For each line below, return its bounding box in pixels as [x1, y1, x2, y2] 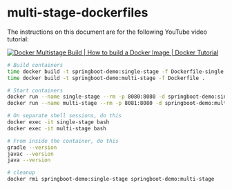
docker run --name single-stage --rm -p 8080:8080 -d [7, 93, 166, 101]
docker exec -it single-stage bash [7, 119, 110, 126]
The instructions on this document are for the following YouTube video [7, 28, 207, 36]
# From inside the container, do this [7, 137, 119, 144]
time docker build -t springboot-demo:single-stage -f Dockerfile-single [7, 68, 224, 75]
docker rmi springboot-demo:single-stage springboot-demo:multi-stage [7, 176, 215, 183]
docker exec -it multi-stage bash [7, 125, 107, 132]
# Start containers [7, 87, 64, 94]
